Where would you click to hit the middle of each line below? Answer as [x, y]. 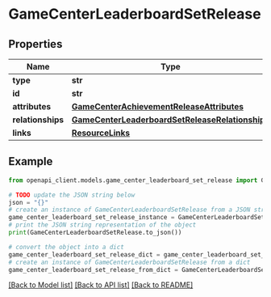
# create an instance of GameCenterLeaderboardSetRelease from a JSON [129, 210]
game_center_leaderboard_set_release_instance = [92, 218]
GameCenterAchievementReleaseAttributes [158, 106]
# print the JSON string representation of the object [102, 225]
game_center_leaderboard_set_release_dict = [84, 255]
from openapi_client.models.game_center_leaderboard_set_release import [133, 180]
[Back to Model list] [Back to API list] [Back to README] [101, 285]
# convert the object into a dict [67, 247]
